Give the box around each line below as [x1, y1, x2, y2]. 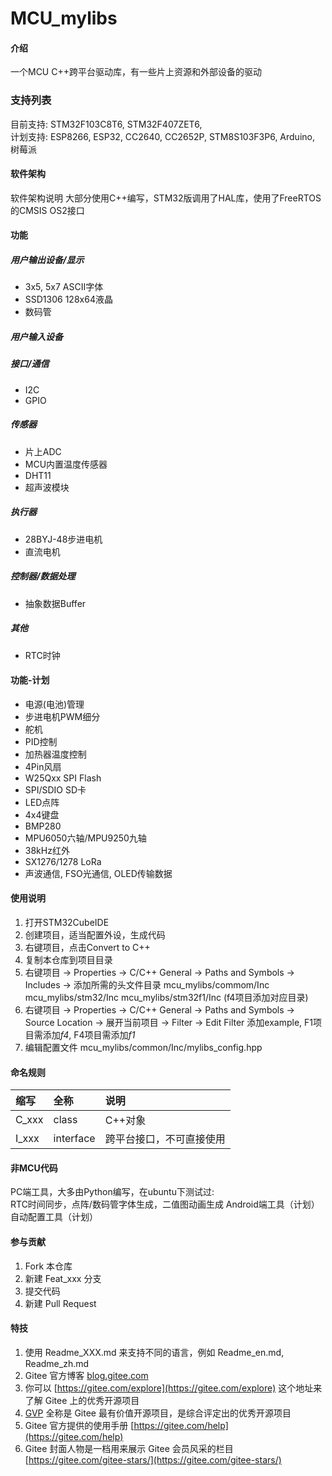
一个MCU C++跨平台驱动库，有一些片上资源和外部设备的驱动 [10, 66, 262, 78]
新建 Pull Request [24, 1297, 97, 1309]
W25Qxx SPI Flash [24, 772, 102, 784]
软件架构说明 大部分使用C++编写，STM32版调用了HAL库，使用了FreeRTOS [10, 192, 322, 204]
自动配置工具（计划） [10, 1211, 98, 1223]
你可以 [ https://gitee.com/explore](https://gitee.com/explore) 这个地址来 [24, 1382, 323, 1394]
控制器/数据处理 [10, 570, 76, 582]
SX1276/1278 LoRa [24, 855, 102, 867]
